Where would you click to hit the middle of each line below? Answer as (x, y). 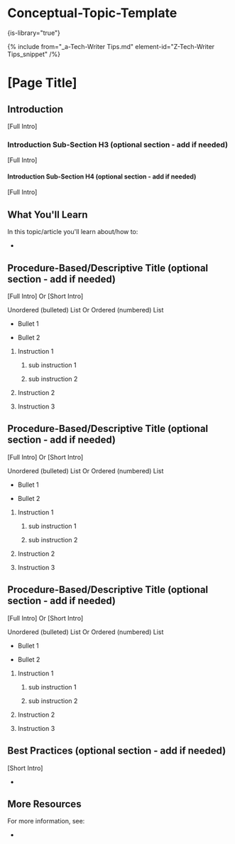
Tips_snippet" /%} (34, 54)
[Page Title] (42, 83)
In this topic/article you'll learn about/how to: (73, 232)
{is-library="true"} (34, 33)
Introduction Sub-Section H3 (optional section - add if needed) (118, 144)
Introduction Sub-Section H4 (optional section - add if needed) (102, 176)
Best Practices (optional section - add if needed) (117, 751)
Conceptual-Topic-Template (92, 13)
